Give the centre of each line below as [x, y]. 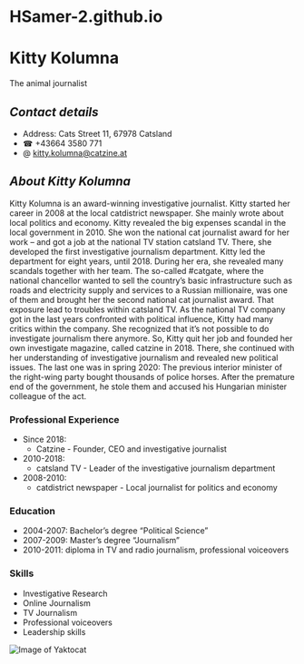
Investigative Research [65, 593]
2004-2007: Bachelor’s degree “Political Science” [115, 531]
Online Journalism [56, 603]
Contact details [54, 112]
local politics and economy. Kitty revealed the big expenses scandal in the [148, 222]
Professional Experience [64, 419]
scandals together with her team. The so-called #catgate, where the [137, 270]
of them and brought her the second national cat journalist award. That [142, 299]
